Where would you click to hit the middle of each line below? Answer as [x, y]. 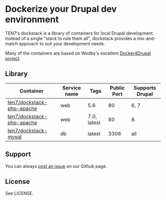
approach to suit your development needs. [62, 43]
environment [32, 19]
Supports [145, 88]
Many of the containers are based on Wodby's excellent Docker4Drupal [78, 53]
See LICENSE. [19, 194]
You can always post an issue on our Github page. [56, 166]
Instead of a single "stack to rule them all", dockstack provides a [71, 38]
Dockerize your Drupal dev [61, 9]
